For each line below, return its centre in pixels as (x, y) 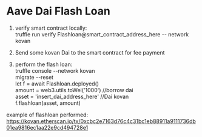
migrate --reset (34, 77)
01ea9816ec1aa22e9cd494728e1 (47, 127)
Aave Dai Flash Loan (58, 11)
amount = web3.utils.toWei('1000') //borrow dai (74, 90)
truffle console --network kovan (55, 70)
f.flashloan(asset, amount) (48, 103)
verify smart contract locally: (51, 28)
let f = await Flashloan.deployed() (57, 84)
